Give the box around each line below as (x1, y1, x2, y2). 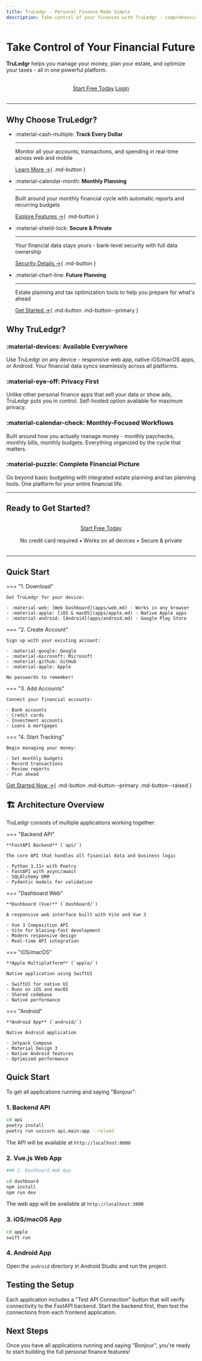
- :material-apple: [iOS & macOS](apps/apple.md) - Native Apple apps (6, 610, 187, 617)
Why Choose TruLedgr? (6, 115, 97, 125)
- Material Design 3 (6, 1045, 58, 1052)
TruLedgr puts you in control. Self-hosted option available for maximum (6, 397, 183, 404)
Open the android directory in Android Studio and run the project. (6, 1262, 168, 1270)
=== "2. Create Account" (6, 626, 69, 633)
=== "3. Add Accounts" (6, 685, 65, 692)
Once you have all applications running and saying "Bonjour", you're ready (6, 1342, 191, 1349)
